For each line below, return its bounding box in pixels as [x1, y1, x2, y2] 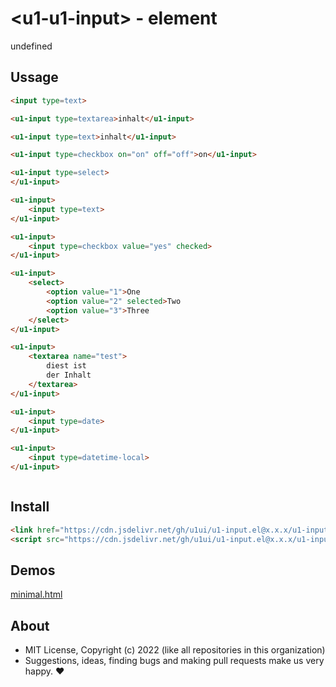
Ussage [10, 69, 59, 86]
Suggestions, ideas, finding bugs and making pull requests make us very [24, 655, 325, 667]
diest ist [46, 361, 87, 371]
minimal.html [10, 588, 63, 601]
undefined [10, 40, 53, 52]
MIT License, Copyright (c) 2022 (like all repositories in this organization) [24, 644, 326, 656]
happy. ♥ [24, 665, 65, 677]
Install [10, 498, 50, 516]
